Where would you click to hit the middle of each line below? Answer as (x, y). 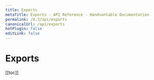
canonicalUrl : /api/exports (35, 24)
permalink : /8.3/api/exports (36, 19)
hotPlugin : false (24, 29)
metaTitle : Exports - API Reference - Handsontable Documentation (77, 15)
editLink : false (22, 33)
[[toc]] (12, 72)
